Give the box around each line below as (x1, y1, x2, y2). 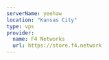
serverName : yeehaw (6, 10, 62, 17)
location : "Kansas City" (6, 17, 77, 23)
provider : (6, 29, 35, 37)
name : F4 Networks (12, 36, 66, 43)
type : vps (6, 23, 35, 30)
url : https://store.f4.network (12, 42, 102, 49)
